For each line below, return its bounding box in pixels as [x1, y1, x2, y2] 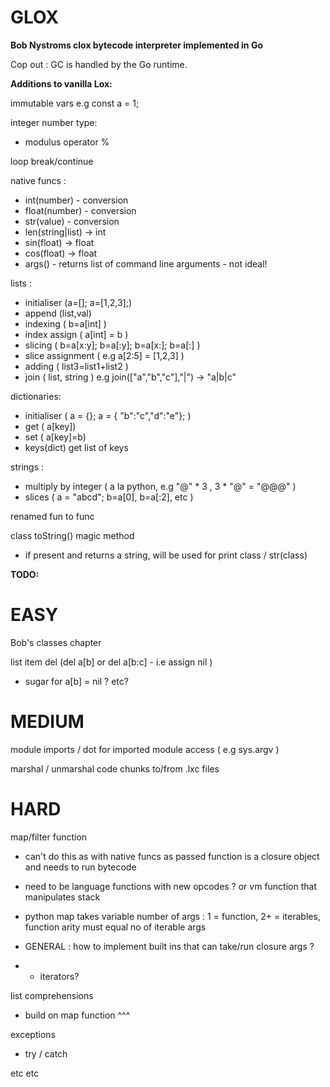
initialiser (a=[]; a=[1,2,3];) [24, 296, 133, 308]
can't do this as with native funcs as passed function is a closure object [24, 850, 320, 862]
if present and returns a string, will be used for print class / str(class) [24, 549, 308, 561]
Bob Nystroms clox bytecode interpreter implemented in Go [10, 39, 263, 51]
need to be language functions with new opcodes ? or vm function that [24, 880, 317, 892]
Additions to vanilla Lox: [10, 77, 113, 90]
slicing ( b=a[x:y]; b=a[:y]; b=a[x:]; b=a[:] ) [24, 339, 201, 351]
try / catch [24, 1047, 68, 1060]
